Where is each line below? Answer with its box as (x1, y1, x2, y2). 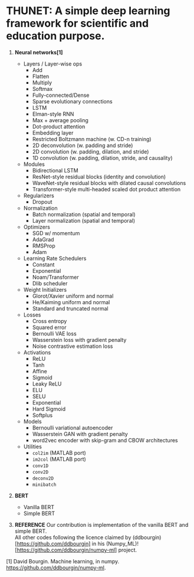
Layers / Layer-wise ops (23, 60, 83, 67)
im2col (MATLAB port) (32, 455, 87, 462)
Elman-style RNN (32, 110, 74, 118)
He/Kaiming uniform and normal (32, 298, 110, 305)
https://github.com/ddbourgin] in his (17, 540, 105, 547)
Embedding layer (32, 129, 74, 136)
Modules (23, 161, 45, 168)
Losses (23, 311, 41, 318)
